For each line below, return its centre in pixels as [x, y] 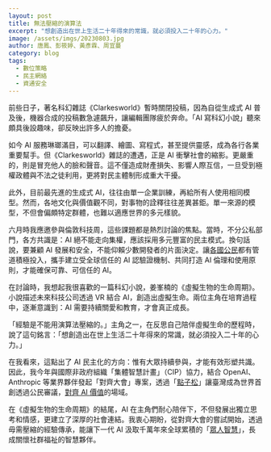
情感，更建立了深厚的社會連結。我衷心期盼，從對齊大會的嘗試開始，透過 [142, 419]
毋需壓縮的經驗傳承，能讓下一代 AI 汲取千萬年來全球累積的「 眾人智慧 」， [129, 429]
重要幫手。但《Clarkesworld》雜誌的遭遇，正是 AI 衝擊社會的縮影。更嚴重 [131, 155]
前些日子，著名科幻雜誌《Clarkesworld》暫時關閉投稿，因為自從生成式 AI [130, 107]
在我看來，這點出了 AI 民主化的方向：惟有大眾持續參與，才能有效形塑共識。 [134, 362]
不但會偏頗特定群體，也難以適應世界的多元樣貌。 [104, 212]
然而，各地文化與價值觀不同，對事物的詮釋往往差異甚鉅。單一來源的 [135, 202]
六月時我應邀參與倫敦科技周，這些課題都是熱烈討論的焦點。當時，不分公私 [132, 229]
